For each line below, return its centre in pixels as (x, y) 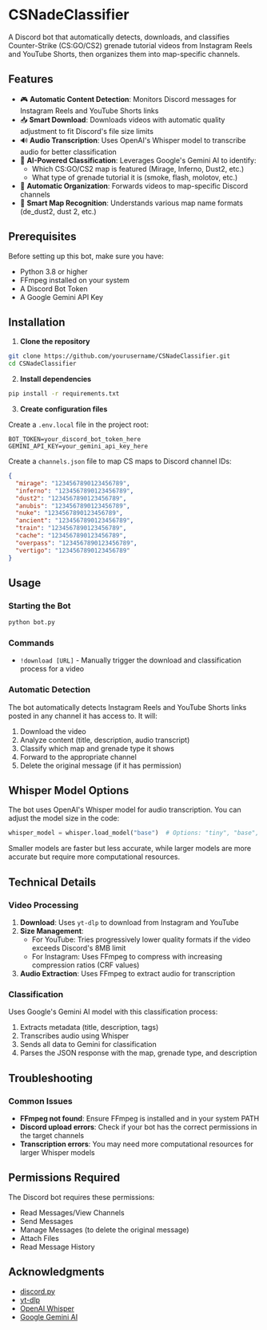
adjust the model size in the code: (64, 818)
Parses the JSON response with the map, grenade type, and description (138, 1053)
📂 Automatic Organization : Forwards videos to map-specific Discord (134, 185)
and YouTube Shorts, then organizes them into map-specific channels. (124, 54)
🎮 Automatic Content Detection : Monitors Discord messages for (128, 99)
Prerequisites (42, 237)
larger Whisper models (58, 1153)
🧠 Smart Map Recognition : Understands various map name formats (132, 203)
